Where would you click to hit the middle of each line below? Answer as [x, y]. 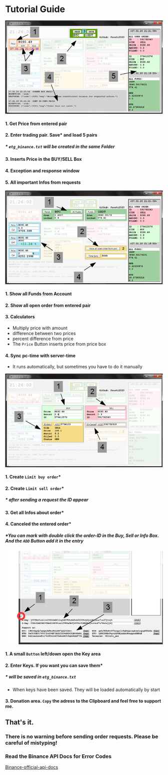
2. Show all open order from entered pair [48, 305]
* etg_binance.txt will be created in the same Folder [60, 147]
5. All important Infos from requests [43, 182]
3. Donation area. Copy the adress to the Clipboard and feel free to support [83, 701]
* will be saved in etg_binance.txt [41, 677]
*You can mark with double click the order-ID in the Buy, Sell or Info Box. [82, 535]
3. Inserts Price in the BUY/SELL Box [43, 159]
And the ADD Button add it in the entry [44, 540]
